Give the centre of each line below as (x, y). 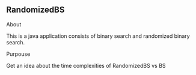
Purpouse (18, 54)
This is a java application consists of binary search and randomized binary (98, 36)
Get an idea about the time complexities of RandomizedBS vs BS (86, 65)
